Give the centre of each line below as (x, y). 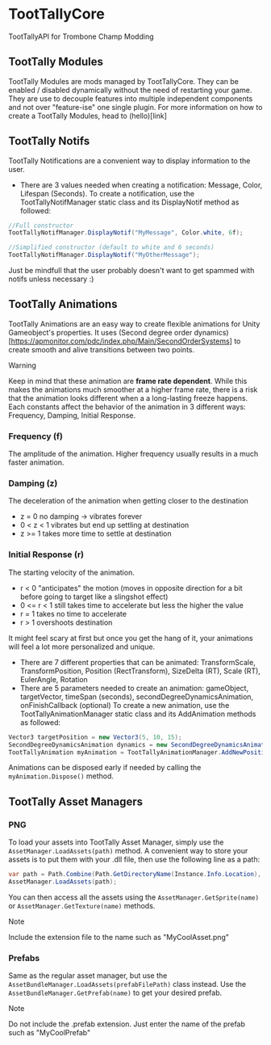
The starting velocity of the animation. (71, 572)
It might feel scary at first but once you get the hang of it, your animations (131, 638)
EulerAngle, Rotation (54, 679)
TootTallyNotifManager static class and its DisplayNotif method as (129, 202)
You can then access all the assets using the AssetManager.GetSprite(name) (134, 897)
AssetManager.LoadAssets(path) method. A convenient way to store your (128, 851)
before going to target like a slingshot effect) (94, 596)
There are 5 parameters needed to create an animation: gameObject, (134, 688)
